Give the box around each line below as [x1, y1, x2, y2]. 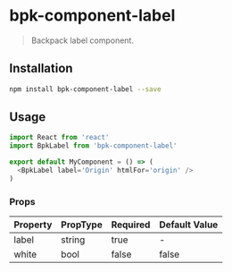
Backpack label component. [30, 35, 134, 46]
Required [111, 218, 151, 231]
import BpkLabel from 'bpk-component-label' [9, 141, 178, 150]
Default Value [159, 218, 219, 231]
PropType [61, 218, 103, 231]
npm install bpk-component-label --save [9, 84, 162, 94]
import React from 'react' [9, 133, 110, 142]
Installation [9, 61, 73, 76]
